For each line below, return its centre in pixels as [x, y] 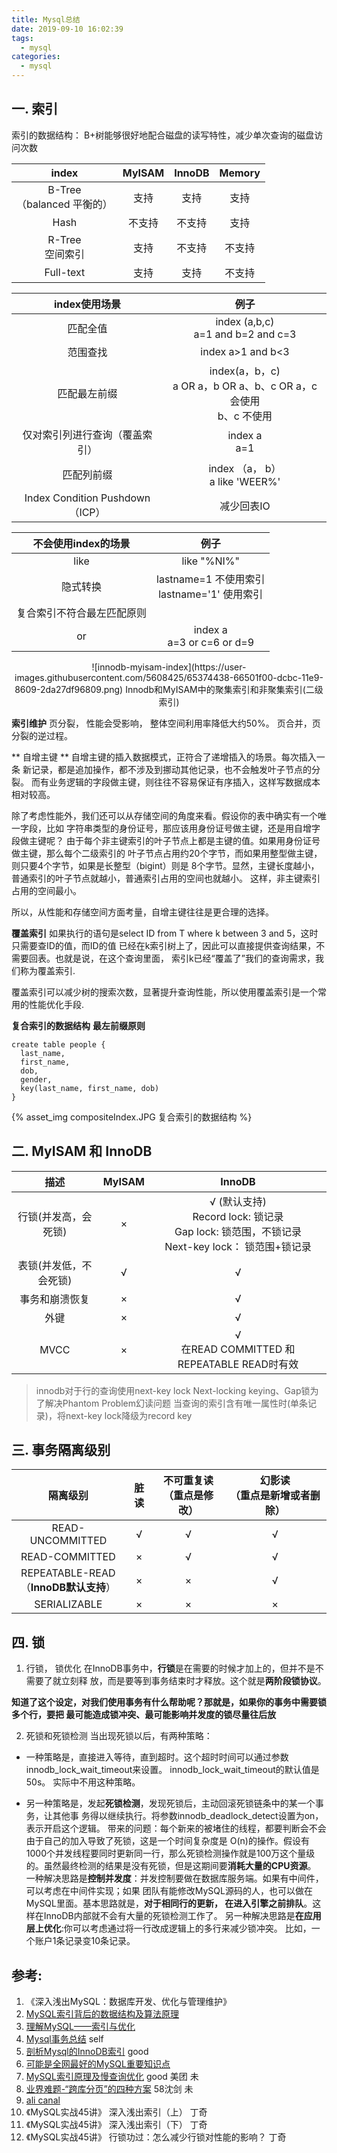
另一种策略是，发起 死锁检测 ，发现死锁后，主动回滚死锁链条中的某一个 [170, 1803]
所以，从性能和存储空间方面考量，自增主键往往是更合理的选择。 [142, 912]
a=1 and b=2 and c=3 [245, 334]
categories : [36, 57]
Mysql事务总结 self [64, 2039]
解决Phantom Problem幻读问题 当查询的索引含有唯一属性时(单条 [176, 1403]
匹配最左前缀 [87, 393]
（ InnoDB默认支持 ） [68, 1588]
